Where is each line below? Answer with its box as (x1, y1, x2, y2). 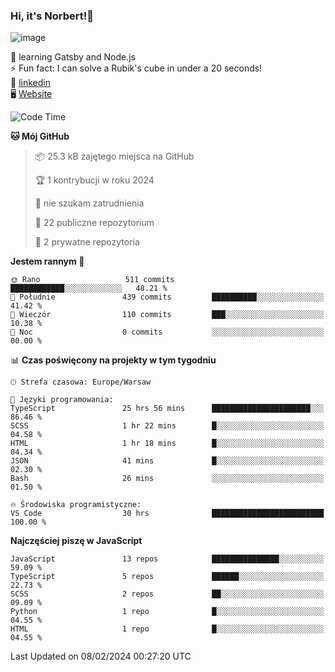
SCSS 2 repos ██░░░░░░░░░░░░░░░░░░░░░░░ (10, 589, 325, 599)
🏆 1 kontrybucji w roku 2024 (34, 174, 155, 186)
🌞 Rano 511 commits (10, 275, 175, 285)
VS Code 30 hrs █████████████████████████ (10, 509, 325, 519)
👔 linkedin (10, 77, 51, 89)
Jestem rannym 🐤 (10, 255, 85, 268)
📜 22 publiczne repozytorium (34, 217, 155, 229)
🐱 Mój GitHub (10, 130, 70, 143)
